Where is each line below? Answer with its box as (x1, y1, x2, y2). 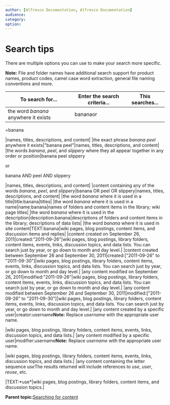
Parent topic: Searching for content (5, 394, 78, 400)
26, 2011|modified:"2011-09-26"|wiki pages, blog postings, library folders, (5, 274, 159, 280)
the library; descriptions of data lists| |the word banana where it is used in (5, 220, 159, 226)
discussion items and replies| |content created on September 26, (5, 231, 141, 237)
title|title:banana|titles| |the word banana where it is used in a (5, 199, 134, 205)
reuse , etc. (5, 369, 28, 375)
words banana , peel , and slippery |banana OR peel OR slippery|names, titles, (5, 188, 164, 194)
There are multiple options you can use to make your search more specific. (5, 60, 162, 66)
